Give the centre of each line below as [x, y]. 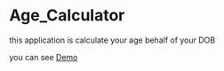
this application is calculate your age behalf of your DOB [112, 40]
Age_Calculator [67, 16]
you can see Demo [44, 57]
